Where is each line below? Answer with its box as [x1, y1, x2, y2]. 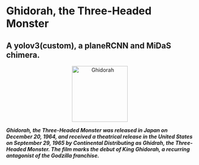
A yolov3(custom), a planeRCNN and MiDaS [6, 41, 171, 51]
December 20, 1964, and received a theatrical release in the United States [6, 133, 193, 140]
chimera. [6, 49, 40, 60]
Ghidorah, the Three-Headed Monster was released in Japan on [6, 127, 168, 133]
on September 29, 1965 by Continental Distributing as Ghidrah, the [6, 139, 175, 147]
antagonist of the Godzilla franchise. [6, 152, 100, 159]
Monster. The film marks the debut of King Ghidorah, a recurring [27, 146, 190, 152]
